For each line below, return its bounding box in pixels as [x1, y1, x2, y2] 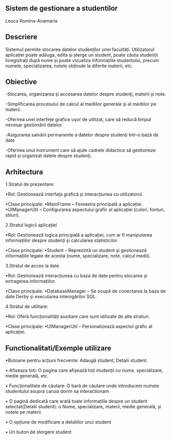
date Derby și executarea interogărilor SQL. [5, 294, 97, 300]
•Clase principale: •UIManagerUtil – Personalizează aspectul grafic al [5, 323, 153, 330]
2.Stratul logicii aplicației [5, 222, 58, 228]
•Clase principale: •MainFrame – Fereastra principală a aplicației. [5, 201, 143, 207]
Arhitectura [5, 167, 43, 176]
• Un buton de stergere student [5, 429, 72, 435]
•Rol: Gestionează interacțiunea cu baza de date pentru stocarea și [5, 273, 147, 279]
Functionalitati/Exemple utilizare [5, 343, 111, 352]
